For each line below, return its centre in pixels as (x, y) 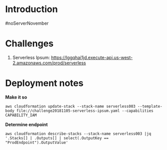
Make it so (16, 97)
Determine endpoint (27, 124)
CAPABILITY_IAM (21, 115)
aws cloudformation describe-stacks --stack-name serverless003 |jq (78, 134)
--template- (150, 106)
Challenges (29, 44)
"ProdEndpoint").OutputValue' (37, 142)
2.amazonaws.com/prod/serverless (49, 63)
